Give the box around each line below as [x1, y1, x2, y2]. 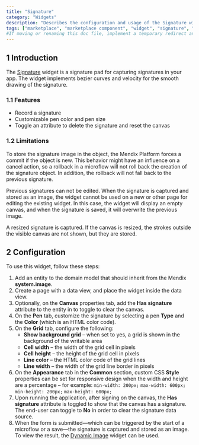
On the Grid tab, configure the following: [14, 325, 114, 332]
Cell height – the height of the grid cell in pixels [23, 350, 139, 357]
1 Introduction [6, 53, 58, 63]
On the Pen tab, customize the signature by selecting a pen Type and [14, 312, 185, 319]
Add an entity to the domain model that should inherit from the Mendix [14, 274, 187, 282]
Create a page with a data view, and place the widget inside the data [14, 287, 182, 294]
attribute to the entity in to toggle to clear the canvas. [14, 306, 145, 313]
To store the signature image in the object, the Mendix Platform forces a [6, 150, 182, 157]
